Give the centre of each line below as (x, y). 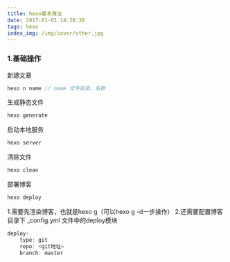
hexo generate (28, 115)
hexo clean (23, 170)
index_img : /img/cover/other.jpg (55, 33)
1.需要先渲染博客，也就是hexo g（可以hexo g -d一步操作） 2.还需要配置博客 (115, 211)
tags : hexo (23, 26)
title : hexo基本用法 (35, 14)
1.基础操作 (24, 58)
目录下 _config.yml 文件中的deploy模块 (62, 220)
